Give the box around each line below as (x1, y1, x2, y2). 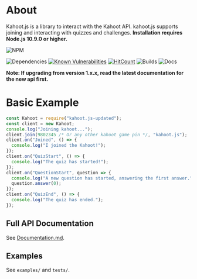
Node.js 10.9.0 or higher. (6, 35, 67, 42)
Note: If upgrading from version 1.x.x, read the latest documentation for (6, 69, 184, 76)
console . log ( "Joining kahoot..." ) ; (6, 126, 93, 132)
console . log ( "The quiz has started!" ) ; (11, 159, 109, 164)
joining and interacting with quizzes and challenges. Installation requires (6, 29, 183, 36)
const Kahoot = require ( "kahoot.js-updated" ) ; (6, 115, 122, 121)
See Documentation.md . (6, 234, 64, 241)
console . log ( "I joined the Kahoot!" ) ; (11, 143, 107, 149)
